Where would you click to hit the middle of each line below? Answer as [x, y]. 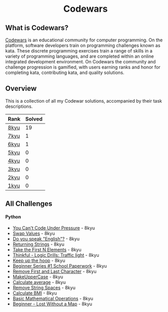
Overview [21, 89]
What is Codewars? [37, 28]
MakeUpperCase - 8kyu [38, 277]
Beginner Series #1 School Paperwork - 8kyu [60, 266]
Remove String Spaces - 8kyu [44, 288]
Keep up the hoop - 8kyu [39, 260]
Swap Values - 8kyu [34, 233]
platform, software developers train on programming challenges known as [83, 45]
